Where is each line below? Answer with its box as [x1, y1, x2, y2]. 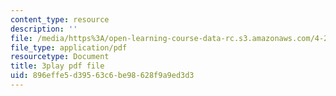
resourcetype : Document [10, 52, 110, 62]
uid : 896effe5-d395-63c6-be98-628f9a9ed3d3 [10, 71, 195, 81]
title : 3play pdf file [10, 61, 105, 71]
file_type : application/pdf [10, 42, 128, 53]
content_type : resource [10, 14, 110, 25]
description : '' [10, 24, 78, 34]
